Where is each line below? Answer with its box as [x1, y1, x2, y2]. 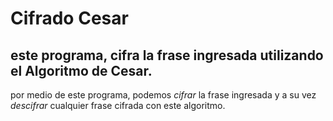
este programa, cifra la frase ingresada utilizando [10, 47, 324, 64]
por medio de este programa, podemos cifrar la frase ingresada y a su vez [10, 89, 317, 101]
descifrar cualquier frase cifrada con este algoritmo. [10, 100, 226, 111]
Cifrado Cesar [10, 7, 129, 30]
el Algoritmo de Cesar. [10, 62, 153, 79]
